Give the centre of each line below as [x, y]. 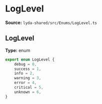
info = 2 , [24, 73]
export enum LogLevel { [30, 59]
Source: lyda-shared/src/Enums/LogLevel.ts [51, 22]
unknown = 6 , [28, 92]
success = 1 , [28, 69]
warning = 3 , [28, 78]
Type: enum [18, 50]
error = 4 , [25, 83]
